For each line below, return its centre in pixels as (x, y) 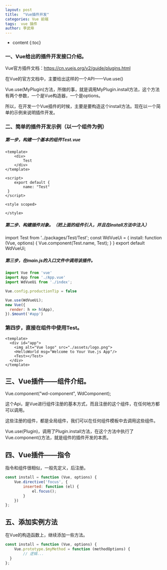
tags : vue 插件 (21, 24)
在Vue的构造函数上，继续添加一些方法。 (47, 535)
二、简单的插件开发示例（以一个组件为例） (56, 127)
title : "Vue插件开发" (27, 14)
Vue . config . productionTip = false (41, 291)
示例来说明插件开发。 (36, 112)
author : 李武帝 (20, 28)
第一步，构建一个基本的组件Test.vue (43, 139)
